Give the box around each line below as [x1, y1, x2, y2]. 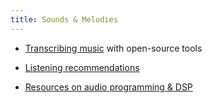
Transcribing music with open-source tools [24, 42, 203, 54]
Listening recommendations [24, 61, 140, 73]
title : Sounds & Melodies [10, 14, 118, 25]
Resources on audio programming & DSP [24, 81, 193, 93]
